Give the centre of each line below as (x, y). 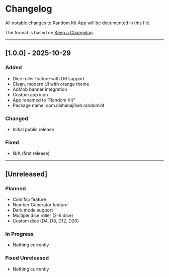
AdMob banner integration (40, 89)
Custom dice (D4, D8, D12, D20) (46, 220)
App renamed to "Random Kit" (44, 100)
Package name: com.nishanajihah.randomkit (58, 105)
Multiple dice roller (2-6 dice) (43, 215)
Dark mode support (33, 210)
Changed (17, 118)
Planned (16, 188)
